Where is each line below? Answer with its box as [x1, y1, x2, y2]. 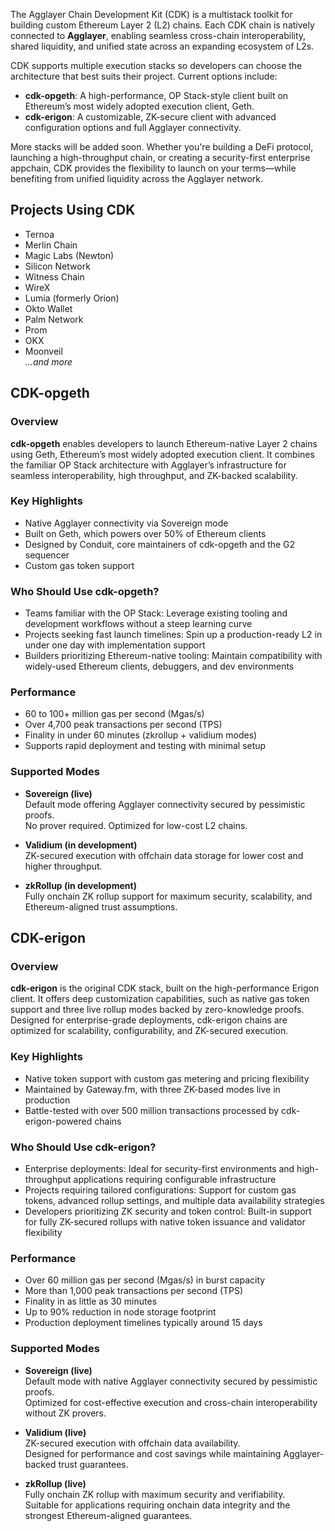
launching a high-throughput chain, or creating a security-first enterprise [10, 152, 311, 163]
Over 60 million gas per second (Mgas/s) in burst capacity [24, 1274, 266, 1286]
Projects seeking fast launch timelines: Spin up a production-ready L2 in [24, 629, 323, 641]
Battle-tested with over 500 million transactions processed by [24, 1104, 280, 1116]
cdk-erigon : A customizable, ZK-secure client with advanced [24, 111, 277, 123]
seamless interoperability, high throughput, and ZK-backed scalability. [10, 469, 298, 481]
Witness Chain [24, 270, 85, 283]
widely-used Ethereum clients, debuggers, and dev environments [24, 660, 295, 673]
